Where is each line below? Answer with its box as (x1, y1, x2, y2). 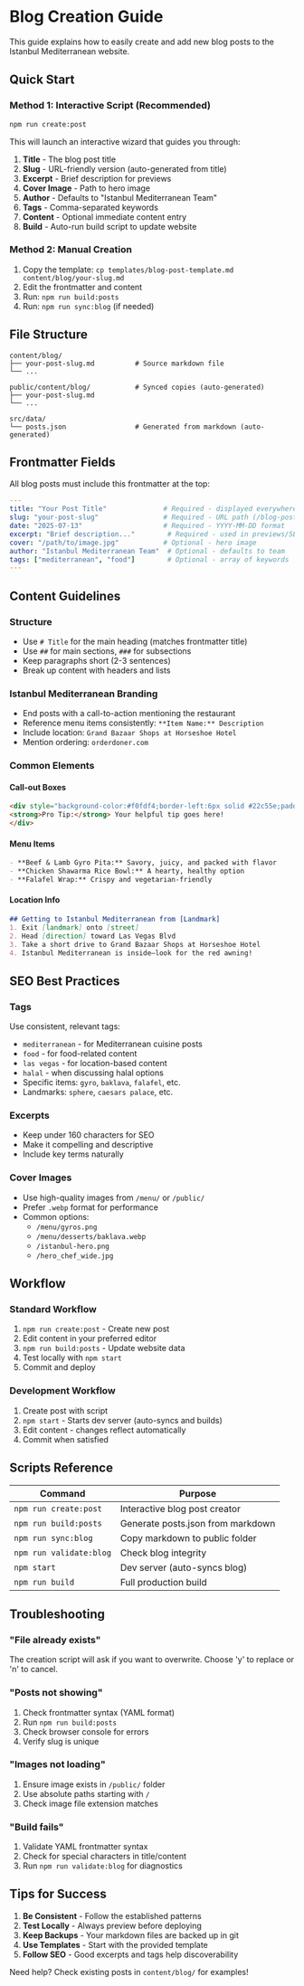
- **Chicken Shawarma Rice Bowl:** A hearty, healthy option (9, 866, 245, 876)
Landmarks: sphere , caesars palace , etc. (22, 1087, 174, 1098)
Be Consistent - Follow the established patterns (22, 1910, 202, 1921)
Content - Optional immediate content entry (22, 211, 187, 222)
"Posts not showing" (9, 1687, 103, 1699)
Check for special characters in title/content (22, 1851, 187, 1862)
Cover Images (9, 1171, 72, 1184)
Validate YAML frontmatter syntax (22, 1841, 148, 1852)
